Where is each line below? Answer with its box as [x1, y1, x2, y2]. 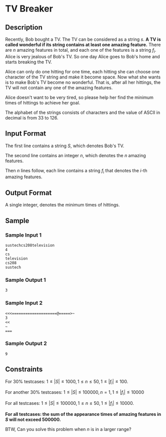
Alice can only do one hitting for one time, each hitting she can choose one [5, 68, 160, 74]
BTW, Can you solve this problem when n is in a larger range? [5, 426, 131, 432]
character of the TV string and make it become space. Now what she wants [5, 74, 161, 80]
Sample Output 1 [5, 276, 46, 283]
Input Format [5, 129, 46, 138]
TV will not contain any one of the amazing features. [5, 84, 113, 90]
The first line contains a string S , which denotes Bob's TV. [5, 143, 124, 149]
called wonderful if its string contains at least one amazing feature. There [5, 42, 161, 48]
